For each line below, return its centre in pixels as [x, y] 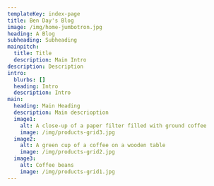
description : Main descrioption [61, 112]
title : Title [33, 54]
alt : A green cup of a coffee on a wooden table [93, 146]
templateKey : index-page [44, 14]
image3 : [25, 159]
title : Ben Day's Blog [41, 21]
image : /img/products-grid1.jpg [67, 172]
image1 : [25, 119]
